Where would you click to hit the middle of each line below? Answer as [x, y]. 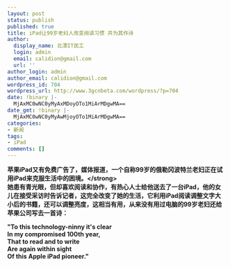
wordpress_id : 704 [34, 85]
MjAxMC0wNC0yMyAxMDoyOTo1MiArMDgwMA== [70, 104]
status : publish [31, 20]
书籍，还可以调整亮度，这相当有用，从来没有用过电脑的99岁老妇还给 [124, 204]
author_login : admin [37, 71]
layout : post [26, 14]
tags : [15, 136]
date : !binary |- [32, 98]
